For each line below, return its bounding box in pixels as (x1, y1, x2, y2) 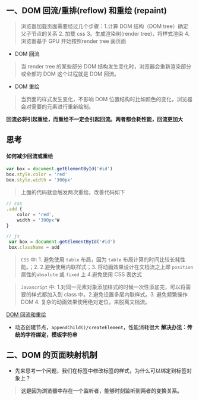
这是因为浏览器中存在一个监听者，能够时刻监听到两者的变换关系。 (20, 387, 182, 394)
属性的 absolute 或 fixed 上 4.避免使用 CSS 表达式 (20, 271, 143, 278)
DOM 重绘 (14, 83, 40, 90)
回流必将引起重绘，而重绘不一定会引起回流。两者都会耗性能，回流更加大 (6, 115, 183, 123)
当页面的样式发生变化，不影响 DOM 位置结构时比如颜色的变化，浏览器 (20, 95, 193, 102)
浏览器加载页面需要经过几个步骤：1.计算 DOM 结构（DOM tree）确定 (20, 23, 189, 30)
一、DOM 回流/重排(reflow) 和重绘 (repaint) (6, 5, 168, 16)
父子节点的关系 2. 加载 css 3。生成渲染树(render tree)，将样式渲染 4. (20, 30, 190, 37)
